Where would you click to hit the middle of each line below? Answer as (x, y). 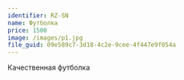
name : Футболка (33, 23)
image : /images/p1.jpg (45, 38)
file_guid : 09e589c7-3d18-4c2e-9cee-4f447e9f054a (92, 45)
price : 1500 (27, 30)
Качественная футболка (49, 67)
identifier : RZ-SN (38, 15)
